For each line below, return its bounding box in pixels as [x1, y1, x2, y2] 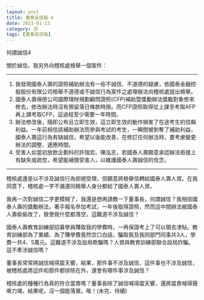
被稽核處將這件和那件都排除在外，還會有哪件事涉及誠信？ [6, 267, 150, 274]
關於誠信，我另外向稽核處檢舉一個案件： [6, 62, 107, 69]
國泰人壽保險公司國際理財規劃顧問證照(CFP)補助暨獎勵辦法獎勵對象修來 [15, 95, 195, 103]
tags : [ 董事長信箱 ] [6, 32, 51, 38]
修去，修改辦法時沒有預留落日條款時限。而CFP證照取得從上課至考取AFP [15, 103, 196, 111]
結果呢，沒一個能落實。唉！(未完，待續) [27, 287, 127, 295]
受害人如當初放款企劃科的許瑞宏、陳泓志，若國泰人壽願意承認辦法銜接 [15, 149, 191, 156]
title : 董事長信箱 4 [6, 15, 53, 21]
